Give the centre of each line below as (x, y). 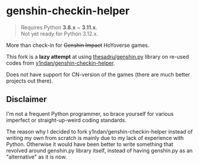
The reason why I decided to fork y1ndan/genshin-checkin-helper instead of (99, 131)
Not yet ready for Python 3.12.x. (59, 33)
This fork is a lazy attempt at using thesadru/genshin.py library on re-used (97, 56)
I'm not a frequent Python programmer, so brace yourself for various (90, 113)
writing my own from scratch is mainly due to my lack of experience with (95, 138)
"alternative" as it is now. (37, 157)
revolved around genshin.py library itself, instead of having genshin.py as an (99, 150)
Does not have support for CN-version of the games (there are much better (98, 74)
